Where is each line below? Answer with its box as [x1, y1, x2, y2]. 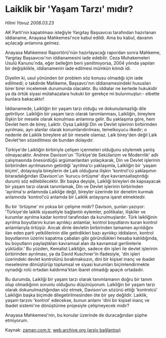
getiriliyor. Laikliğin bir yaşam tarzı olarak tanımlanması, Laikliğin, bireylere [5, 110, 156, 117]
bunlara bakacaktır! [5, 96, 44, 102]
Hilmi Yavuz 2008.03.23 [5, 20, 54, 26]
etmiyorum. [5, 317, 29, 323]
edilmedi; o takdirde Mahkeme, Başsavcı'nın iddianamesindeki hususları [5, 80, 151, 86]
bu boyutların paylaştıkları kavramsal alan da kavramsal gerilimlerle [5, 240, 142, 246]
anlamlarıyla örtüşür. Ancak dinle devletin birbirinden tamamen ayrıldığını [5, 224, 154, 231]
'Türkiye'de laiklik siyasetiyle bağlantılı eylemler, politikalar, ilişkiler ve [5, 209, 146, 215]
